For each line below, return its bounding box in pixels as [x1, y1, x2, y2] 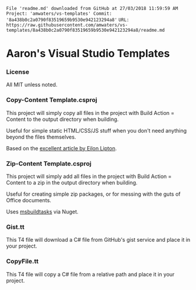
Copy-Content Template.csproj [6, 96, 97, 104]
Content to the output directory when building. [6, 116, 119, 123]
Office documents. [6, 197, 51, 204]
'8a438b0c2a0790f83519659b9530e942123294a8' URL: [6, 17, 130, 23]
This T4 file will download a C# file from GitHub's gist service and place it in [6, 236, 191, 243]
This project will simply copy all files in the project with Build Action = [6, 109, 175, 116]
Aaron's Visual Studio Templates [6, 47, 170, 60]
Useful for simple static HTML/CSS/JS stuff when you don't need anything [6, 127, 187, 134]
